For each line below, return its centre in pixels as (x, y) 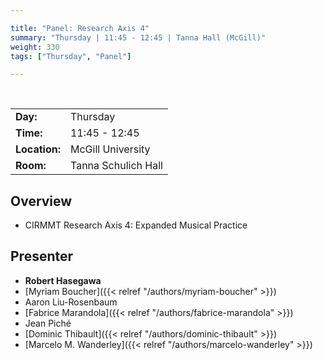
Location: (38, 149)
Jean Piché (48, 323)
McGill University (110, 149)
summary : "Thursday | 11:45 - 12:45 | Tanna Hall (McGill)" (138, 37)
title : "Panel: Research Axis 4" (80, 28)
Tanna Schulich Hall (116, 166)
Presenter (42, 256)
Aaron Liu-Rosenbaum (71, 302)
